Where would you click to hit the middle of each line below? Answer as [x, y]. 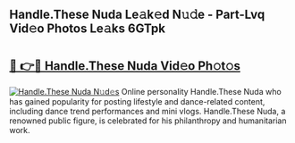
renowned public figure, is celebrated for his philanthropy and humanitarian [148, 121]
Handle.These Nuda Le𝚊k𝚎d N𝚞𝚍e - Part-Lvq [137, 15]
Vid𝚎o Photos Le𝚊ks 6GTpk [88, 29]
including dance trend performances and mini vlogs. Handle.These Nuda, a [147, 111]
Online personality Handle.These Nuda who [201, 92]
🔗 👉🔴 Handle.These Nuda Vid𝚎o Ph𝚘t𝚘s [125, 66]
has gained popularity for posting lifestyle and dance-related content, [137, 101]
